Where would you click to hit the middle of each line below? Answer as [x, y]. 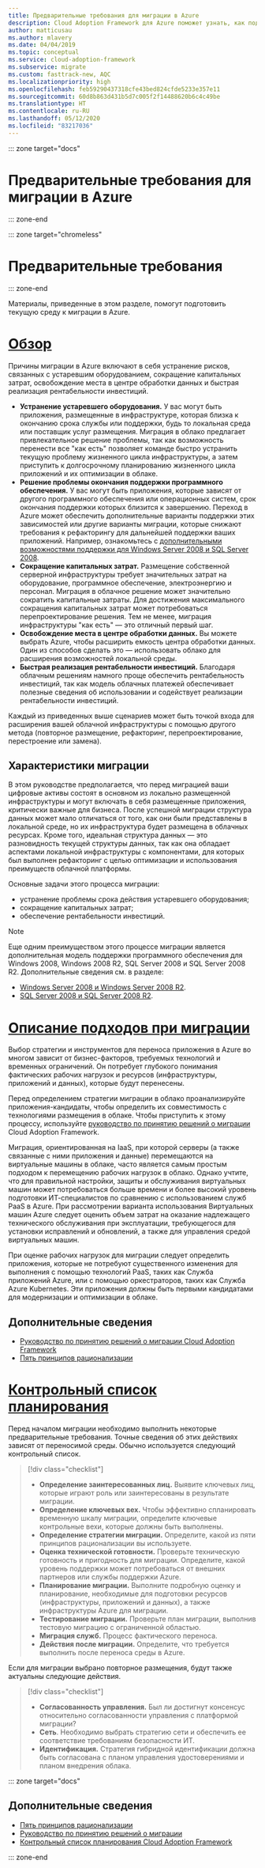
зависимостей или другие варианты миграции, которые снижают [131, 524]
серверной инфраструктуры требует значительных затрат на [123, 574]
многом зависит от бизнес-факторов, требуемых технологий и [114, 1058]
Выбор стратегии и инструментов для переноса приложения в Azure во [130, 1049]
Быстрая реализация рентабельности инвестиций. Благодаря [127, 667]
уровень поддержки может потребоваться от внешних [132, 1569]
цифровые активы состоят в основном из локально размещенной [119, 793]
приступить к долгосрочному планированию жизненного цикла [127, 465]
